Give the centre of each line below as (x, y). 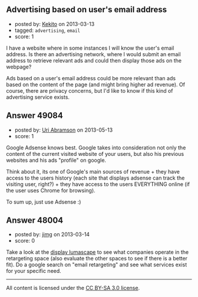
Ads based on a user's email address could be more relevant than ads (91, 78)
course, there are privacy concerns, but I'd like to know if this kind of (90, 90)
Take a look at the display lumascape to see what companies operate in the (98, 252)
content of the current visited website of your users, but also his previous (95, 154)
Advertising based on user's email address (87, 10)
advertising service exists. (38, 97)
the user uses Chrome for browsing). (51, 190)
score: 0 (25, 241)
